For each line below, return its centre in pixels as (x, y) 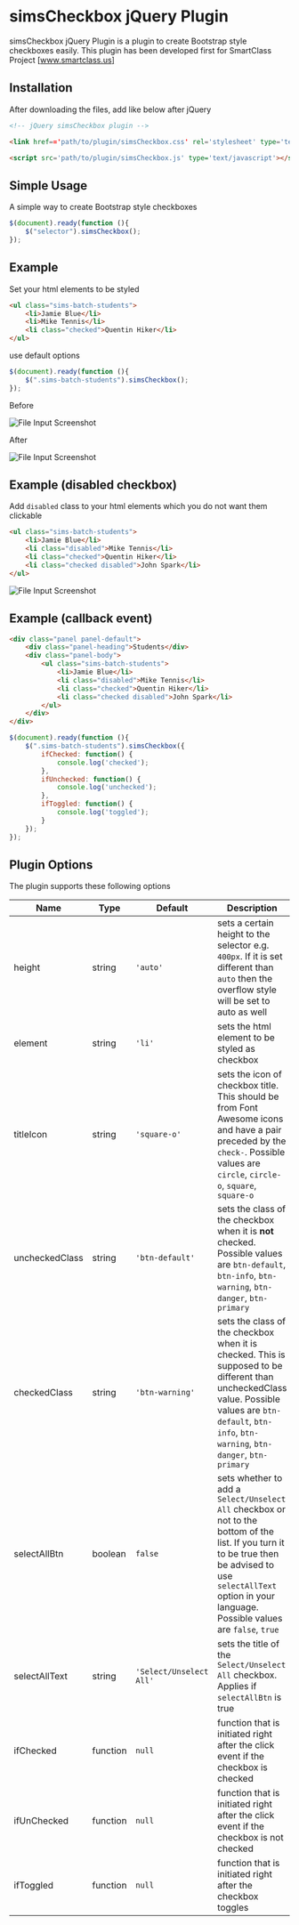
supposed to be (250, 1366)
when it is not (246, 1232)
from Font (238, 1108)
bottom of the (246, 1532)
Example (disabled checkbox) (93, 485)
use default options (44, 355)
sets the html (244, 1027)
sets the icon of (250, 1074)
